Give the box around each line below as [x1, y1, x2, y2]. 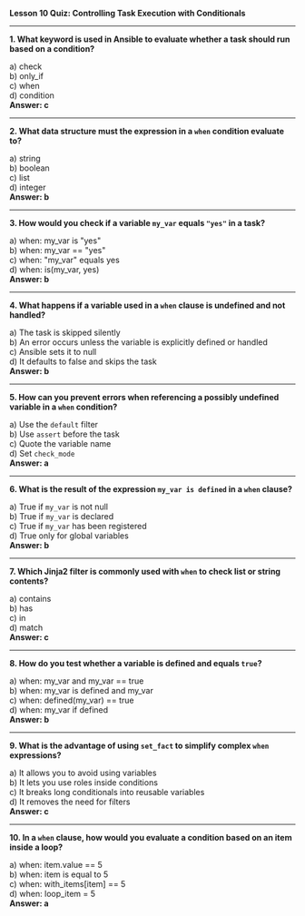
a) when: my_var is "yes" [9, 235, 102, 246]
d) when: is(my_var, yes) [9, 264, 100, 275]
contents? [9, 576, 49, 586]
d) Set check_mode [9, 448, 75, 458]
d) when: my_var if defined [9, 704, 109, 715]
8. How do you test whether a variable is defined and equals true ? [9, 658, 262, 668]
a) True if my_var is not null [9, 501, 109, 512]
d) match [9, 622, 44, 633]
